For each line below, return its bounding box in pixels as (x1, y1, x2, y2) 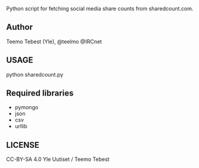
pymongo (14, 104, 39, 111)
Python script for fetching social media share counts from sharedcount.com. (6, 5, 194, 12)
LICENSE (6, 140, 40, 150)
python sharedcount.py (6, 71, 64, 78)
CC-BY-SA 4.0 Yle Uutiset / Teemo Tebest (6, 156, 110, 163)
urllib (14, 123, 28, 130)
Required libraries (6, 88, 74, 99)
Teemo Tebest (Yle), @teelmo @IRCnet (6, 38, 102, 45)
